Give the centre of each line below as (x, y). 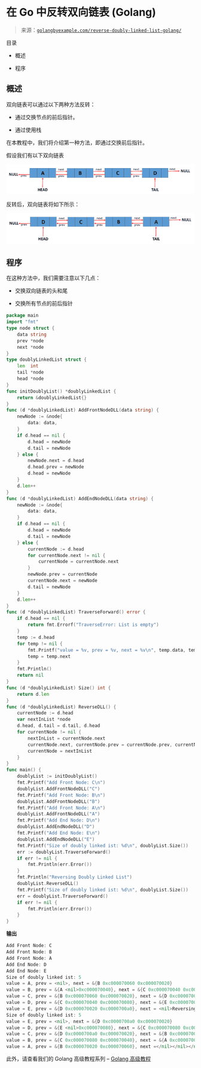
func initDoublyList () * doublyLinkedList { (61, 391)
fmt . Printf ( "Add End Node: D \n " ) (59, 820)
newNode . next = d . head (56, 461)
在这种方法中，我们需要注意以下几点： (53, 278)
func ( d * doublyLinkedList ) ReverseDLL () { (61, 707)
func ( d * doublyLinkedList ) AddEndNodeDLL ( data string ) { (80, 498)
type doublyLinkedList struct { (46, 360)
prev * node (31, 341)
